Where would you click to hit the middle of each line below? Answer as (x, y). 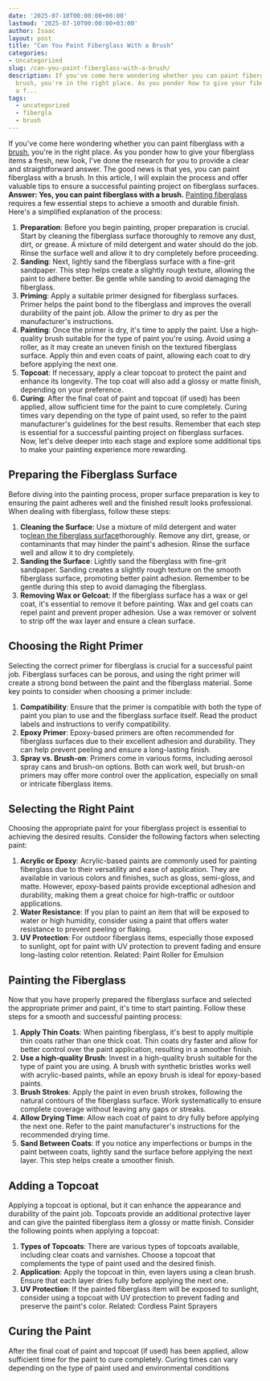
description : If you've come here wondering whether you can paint (124, 76)
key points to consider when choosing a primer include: (100, 691)
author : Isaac (32, 31)
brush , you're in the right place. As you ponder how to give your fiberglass (131, 152)
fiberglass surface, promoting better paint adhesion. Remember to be (135, 578)
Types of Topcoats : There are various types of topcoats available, (130, 1246)
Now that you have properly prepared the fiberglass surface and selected (130, 1000)
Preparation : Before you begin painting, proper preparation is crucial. (135, 227)
